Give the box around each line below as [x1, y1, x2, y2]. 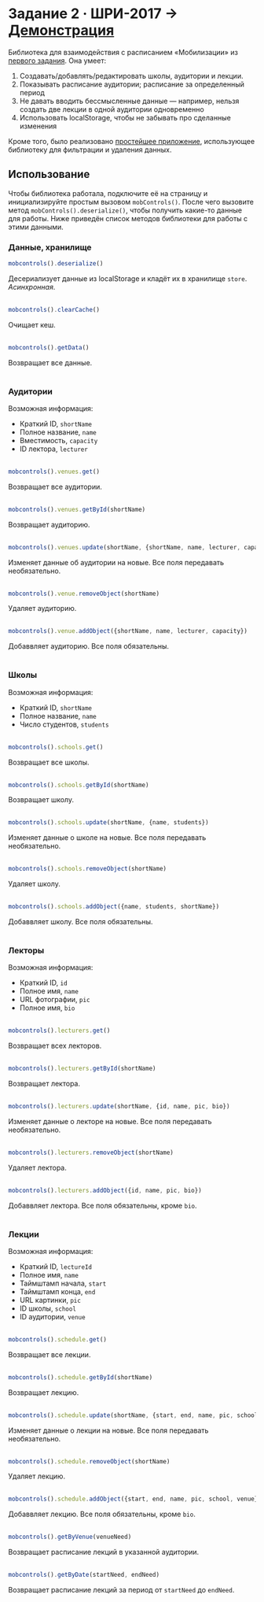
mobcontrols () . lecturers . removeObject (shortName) [8, 1149, 174, 1156]
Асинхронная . [8, 282, 56, 291]
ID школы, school [19, 1304, 77, 1313]
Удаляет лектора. [8, 1163, 67, 1172]
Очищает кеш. [8, 320, 57, 329]
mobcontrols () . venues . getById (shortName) [8, 505, 146, 513]
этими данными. [8, 222, 64, 231]
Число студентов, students [19, 720, 109, 729]
